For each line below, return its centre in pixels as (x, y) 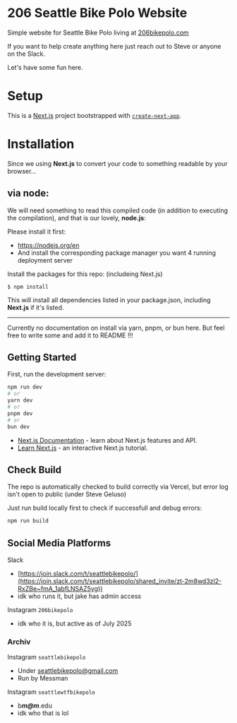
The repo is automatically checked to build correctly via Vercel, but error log (118, 487)
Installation (41, 144)
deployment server (45, 260)
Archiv (19, 642)
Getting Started (42, 358)
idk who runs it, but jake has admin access (79, 596)
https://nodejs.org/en (48, 245)
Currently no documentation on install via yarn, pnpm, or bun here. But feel (116, 328)
